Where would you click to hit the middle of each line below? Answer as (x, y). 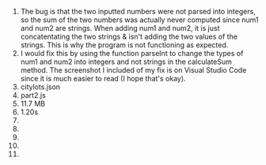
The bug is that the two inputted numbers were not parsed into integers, (138, 11)
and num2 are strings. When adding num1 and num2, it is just (120, 28)
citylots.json (40, 87)
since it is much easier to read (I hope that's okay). (103, 79)
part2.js (33, 95)
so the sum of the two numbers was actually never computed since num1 (140, 20)
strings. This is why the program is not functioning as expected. (124, 45)
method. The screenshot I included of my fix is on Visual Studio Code (133, 70)
